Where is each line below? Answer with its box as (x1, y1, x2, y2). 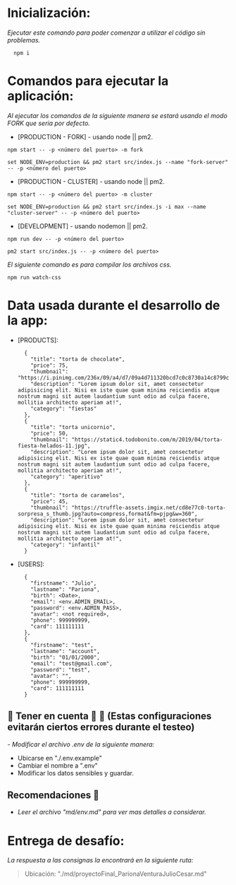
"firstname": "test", (30, 641, 94, 648)
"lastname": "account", (30, 647, 100, 655)
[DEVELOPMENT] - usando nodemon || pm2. (17, 221, 148, 230)
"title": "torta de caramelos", (30, 491, 125, 499)
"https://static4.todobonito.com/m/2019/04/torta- (71, 436, 223, 443)
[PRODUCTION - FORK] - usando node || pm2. (17, 132, 154, 141)
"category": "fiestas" (30, 405, 97, 412)
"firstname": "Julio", (30, 580, 97, 587)
